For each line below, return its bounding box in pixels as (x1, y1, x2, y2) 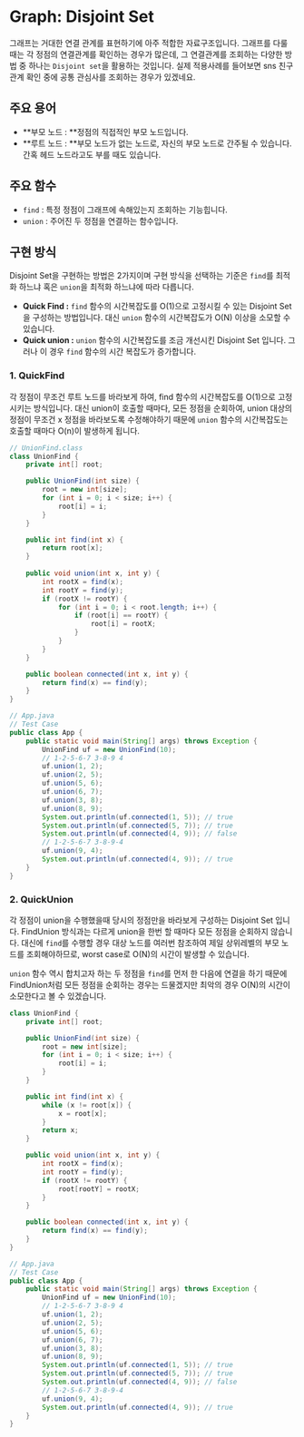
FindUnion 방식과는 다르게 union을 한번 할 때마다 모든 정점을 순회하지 (21, 925, 270, 936)
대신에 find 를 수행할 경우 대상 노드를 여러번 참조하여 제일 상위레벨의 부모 (21, 937, 279, 948)
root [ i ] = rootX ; (90, 620, 156, 629)
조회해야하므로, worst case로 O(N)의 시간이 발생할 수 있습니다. (25, 948, 250, 959)
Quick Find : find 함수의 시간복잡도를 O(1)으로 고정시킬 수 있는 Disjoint (22, 301, 278, 312)
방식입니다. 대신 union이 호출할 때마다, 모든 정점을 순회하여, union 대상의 (33, 402, 293, 414)
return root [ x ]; (42, 543, 103, 552)
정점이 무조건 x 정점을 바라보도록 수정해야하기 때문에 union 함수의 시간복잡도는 (9, 414, 289, 425)
